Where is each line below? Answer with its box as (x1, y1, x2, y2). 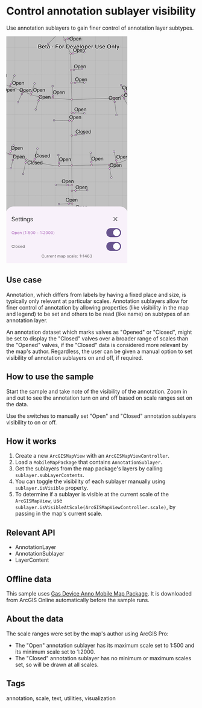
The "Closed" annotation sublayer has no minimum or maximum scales (14, 654, 192, 661)
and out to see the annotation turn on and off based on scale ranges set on (6, 394, 193, 401)
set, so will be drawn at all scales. (14, 661, 99, 668)
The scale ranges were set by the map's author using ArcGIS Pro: (6, 630, 169, 637)
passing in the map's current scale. (14, 510, 103, 518)
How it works (6, 436, 57, 446)
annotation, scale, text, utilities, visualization (6, 694, 116, 702)
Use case (6, 275, 42, 285)
